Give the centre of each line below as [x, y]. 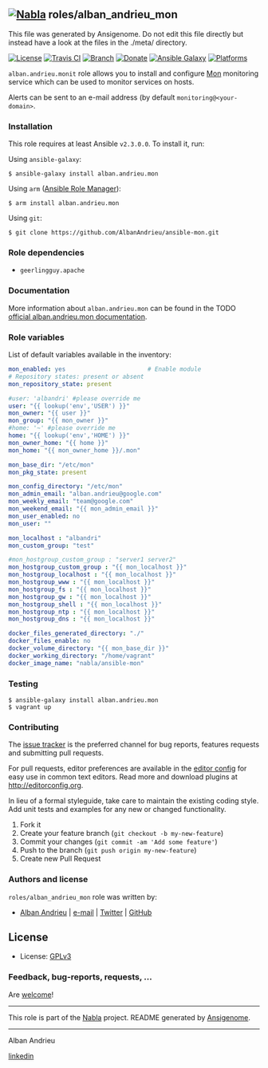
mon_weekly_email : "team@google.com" [71, 502]
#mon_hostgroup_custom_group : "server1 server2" [93, 560]
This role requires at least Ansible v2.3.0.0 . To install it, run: [106, 144]
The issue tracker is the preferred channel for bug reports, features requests [134, 745]
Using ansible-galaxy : [45, 160]
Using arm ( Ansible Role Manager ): [65, 189]
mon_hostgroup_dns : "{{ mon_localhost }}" [82, 619]
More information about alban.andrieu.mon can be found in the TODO [122, 308]
